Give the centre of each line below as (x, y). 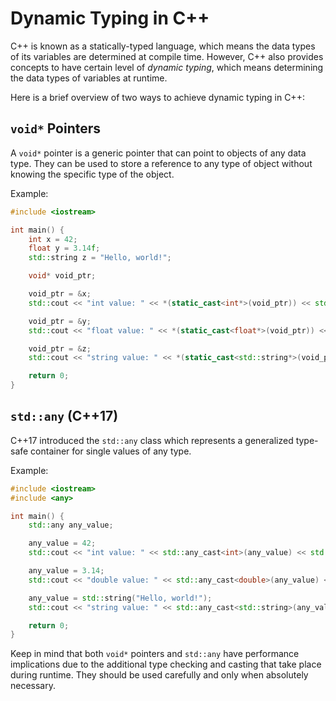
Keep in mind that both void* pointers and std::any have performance (155, 654)
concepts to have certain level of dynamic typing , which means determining (167, 67)
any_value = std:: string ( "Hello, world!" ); (120, 598)
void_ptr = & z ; (60, 348)
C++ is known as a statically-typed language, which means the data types (163, 46)
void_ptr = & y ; (60, 321)
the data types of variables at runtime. (89, 78)
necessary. (33, 686)
